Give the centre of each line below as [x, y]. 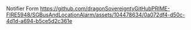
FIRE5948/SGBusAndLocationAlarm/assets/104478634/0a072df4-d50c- [95, 15]
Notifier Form [22, 9]
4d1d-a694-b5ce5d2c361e [39, 21]
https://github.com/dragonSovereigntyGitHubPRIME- [105, 9]
